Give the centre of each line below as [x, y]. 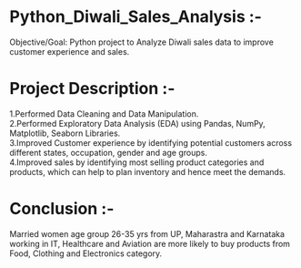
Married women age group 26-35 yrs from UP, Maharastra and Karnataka [147, 233]
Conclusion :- [62, 209]
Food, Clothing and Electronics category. [86, 253]
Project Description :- [92, 89]
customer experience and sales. [70, 51]
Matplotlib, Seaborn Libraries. [65, 133]
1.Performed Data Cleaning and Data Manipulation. [104, 113]
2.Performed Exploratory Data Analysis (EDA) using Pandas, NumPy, [137, 123]
